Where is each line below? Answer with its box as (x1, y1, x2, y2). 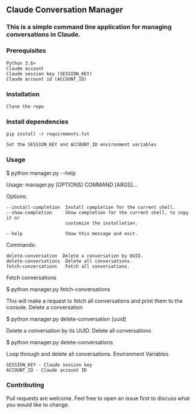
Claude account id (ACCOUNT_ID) (6, 76, 87, 82)
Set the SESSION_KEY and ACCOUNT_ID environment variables (6, 141, 157, 148)
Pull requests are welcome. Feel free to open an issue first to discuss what (6, 394, 190, 402)
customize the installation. (65, 220, 138, 226)
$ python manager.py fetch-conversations (6, 285, 111, 292)
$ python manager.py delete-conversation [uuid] (6, 315, 126, 323)
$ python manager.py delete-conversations (6, 338, 113, 345)
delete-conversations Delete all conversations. (6, 258, 133, 264)
